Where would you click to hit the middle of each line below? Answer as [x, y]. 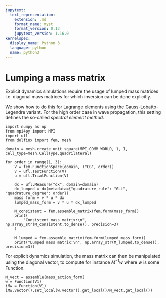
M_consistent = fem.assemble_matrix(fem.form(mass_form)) [77, 211]
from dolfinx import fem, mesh [38, 140]
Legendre [15, 112]
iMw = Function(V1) [26, 286]
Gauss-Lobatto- [142, 107]
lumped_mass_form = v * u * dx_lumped [55, 203]
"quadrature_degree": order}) [37, 193]
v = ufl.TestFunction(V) [40, 171]
